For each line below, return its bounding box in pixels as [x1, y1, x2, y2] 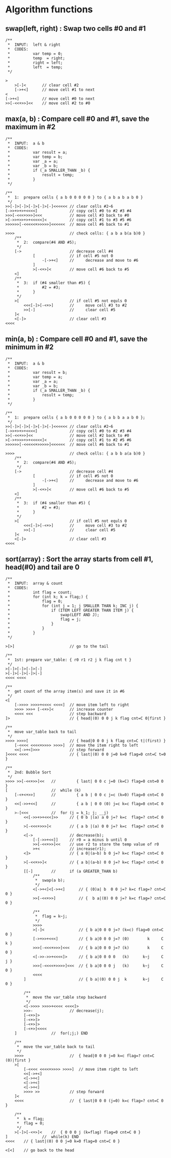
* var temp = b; [7, 154, 63, 159]
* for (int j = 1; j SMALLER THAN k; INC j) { [7, 603, 139, 609]
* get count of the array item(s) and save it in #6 [7, 689, 125, 694]
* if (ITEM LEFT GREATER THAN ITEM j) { [7, 608, 134, 613]
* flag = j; [7, 617, 81, 622]
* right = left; [7, 60, 63, 65]
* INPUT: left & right [7, 42, 60, 47]
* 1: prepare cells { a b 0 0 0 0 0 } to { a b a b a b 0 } [7, 194, 143, 200]
